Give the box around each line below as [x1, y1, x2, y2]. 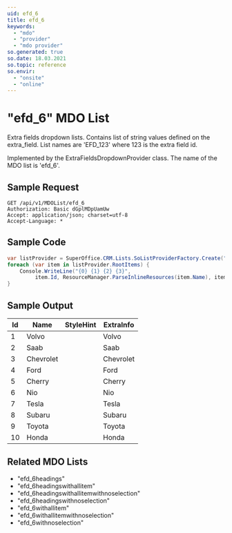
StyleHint [64, 320, 97, 329]
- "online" [13, 81, 45, 88]
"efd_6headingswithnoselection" [17, 496, 110, 505]
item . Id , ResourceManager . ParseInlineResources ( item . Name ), [35, 274, 212, 281]
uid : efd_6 [7, 10, 39, 17]
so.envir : [7, 68, 36, 75]
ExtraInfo [103, 320, 135, 329]
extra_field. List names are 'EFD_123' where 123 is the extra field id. [7, 141, 198, 149]
